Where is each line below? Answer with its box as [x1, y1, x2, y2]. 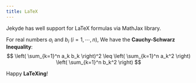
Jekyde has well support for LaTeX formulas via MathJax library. [6, 25, 161, 32]
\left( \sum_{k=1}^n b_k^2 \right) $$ [55, 59, 142, 66]
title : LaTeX [6, 8, 38, 15]
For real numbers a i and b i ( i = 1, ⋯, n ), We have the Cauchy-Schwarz [6, 36, 175, 44]
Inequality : [6, 43, 33, 50]
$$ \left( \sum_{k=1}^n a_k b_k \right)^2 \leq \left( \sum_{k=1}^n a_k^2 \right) [6, 53, 191, 60]
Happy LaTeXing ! [6, 70, 48, 77]
